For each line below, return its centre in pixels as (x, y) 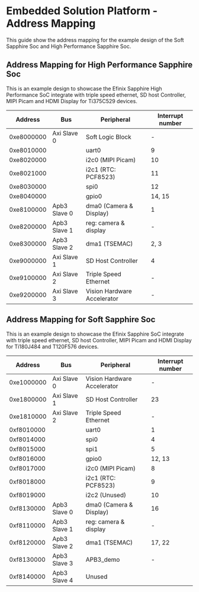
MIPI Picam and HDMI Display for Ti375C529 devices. (72, 101)
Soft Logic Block (108, 136)
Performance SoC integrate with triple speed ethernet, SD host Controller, (96, 95)
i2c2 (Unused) (106, 495)
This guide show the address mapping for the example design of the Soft (95, 40)
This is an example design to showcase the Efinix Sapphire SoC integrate (95, 334)
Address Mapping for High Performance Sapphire (99, 65)
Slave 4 (63, 580)
